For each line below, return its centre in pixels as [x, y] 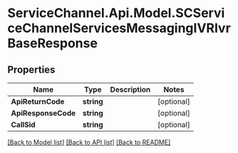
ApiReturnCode [38, 101]
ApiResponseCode [43, 113]
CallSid [23, 125]
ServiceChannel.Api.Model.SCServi [116, 13]
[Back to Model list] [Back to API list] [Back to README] [89, 142]
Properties [31, 69]
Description [130, 89]
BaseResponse [53, 43]
